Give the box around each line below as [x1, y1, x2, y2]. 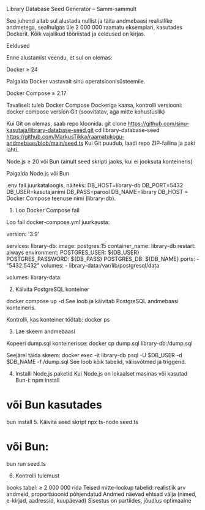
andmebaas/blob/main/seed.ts [6, 139, 84, 147]
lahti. [6, 146, 19, 153]
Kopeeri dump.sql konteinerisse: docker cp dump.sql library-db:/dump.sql [6, 340, 193, 347]
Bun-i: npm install [15, 377, 60, 384]
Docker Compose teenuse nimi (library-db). [6, 195, 116, 202]
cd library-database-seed [95, 126, 160, 134]
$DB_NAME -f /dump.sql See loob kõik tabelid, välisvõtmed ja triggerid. [6, 358, 187, 365]
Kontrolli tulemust [15, 472, 60, 479]
